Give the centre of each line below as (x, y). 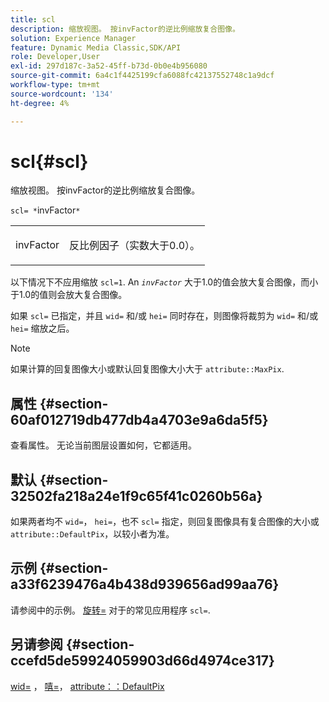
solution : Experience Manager (73, 38)
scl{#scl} (49, 161)
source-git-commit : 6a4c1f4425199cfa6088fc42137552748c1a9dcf (142, 76)
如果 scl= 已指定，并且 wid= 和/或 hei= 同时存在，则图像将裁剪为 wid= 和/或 (164, 316)
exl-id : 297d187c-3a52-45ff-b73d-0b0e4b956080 (109, 66)
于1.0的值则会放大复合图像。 (69, 295)
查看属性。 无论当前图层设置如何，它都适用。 (103, 445)
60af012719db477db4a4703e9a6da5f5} (139, 419)
